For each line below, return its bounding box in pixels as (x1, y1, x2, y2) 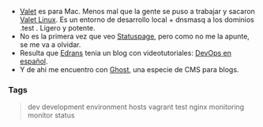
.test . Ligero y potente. (19, 24, 96, 32)
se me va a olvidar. (19, 40, 81, 49)
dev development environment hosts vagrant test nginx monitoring (27, 102, 245, 112)
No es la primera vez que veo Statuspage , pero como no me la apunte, (19, 31, 250, 41)
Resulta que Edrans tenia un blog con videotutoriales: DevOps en (19, 49, 231, 57)
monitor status (27, 111, 75, 120)
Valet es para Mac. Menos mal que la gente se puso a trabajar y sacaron (19, 7, 255, 16)
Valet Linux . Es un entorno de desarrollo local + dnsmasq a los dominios (19, 15, 254, 24)
